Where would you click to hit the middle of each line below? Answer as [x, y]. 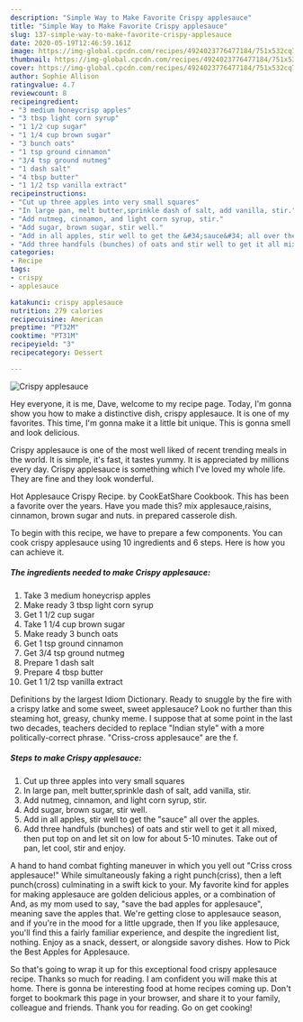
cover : [22, 69]
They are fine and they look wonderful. [82, 478]
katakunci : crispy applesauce [67, 302]
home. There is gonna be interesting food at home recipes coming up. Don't [151, 988]
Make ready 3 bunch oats [71, 633]
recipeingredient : [45, 101]
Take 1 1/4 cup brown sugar [74, 624]
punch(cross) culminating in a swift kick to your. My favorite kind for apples [150, 884]
